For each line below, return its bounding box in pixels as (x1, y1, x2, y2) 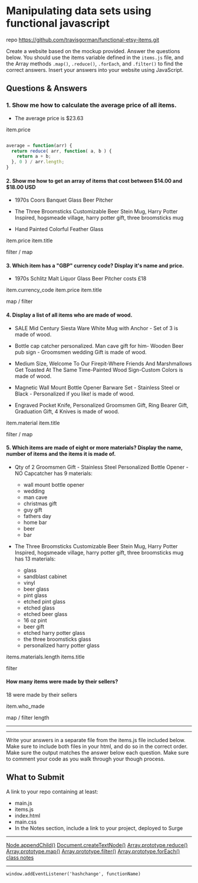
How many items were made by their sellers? (6, 678, 118, 685)
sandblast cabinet (23, 573, 67, 580)
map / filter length (6, 714, 49, 721)
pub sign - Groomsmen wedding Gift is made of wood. (14, 348, 147, 355)
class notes (6, 854, 34, 861)
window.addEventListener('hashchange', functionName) (6, 871, 141, 877)
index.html (14, 812, 41, 819)
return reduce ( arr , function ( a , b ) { (11, 148, 112, 154)
